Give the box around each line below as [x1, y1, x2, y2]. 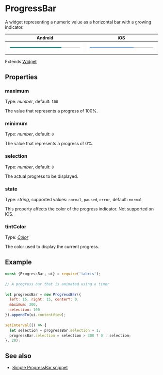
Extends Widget [5, 59, 37, 65]
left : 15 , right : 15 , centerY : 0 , [9, 297, 79, 302]
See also [5, 352, 32, 360]
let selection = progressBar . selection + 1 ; [9, 328, 101, 333]
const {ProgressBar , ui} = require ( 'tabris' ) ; [5, 271, 101, 277]
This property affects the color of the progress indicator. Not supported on [5, 206, 154, 212]
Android [36, 35, 53, 41]
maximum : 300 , [9, 302, 38, 307]
